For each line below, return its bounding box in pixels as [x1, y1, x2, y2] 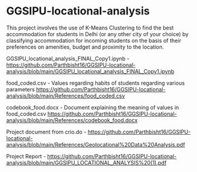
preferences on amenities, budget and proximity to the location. [6, 43, 164, 51]
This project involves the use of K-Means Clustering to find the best [6, 24, 174, 31]
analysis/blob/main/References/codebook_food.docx [6, 116, 138, 124]
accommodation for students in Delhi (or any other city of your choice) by [6, 30, 189, 37]
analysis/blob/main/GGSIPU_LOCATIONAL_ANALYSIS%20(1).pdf [6, 159, 167, 166]
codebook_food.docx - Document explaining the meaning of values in [6, 103, 180, 111]
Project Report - [6, 152, 46, 160]
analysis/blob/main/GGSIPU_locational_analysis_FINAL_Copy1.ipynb [6, 67, 175, 75]
